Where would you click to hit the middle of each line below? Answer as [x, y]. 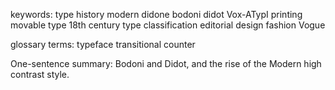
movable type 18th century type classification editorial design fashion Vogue [168, 25]
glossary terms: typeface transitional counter [103, 44]
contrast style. [40, 74]
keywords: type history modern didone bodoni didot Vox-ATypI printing [156, 14]
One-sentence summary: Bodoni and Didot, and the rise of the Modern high [166, 63]
